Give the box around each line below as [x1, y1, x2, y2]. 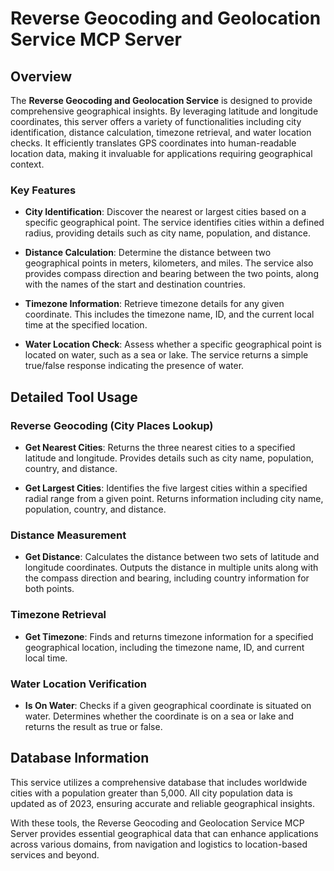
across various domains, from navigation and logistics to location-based [10, 838, 308, 850]
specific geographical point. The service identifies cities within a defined [24, 217, 325, 229]
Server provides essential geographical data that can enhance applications [10, 827, 319, 839]
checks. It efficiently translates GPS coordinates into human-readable [10, 137, 297, 149]
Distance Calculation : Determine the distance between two [24, 247, 272, 259]
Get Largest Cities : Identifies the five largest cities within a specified [24, 482, 308, 494]
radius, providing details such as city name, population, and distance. [24, 227, 311, 239]
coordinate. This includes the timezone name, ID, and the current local [24, 308, 315, 321]
